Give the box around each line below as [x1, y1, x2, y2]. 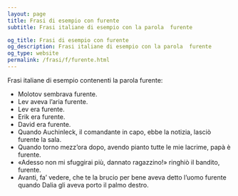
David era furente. [17, 120, 71, 128]
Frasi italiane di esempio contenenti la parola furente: [7, 76, 163, 84]
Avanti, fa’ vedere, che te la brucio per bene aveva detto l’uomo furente [17, 172, 227, 182]
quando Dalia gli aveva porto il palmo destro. [17, 180, 149, 189]
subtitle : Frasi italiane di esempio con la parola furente [7, 24, 193, 31]
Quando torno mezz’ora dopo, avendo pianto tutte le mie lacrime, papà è [17, 143, 231, 151]
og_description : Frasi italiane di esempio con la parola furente [7, 43, 212, 51]
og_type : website [7, 50, 59, 57]
